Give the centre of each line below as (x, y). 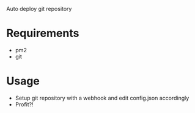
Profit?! (24, 104)
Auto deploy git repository (39, 9)
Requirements (43, 33)
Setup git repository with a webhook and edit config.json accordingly (102, 98)
